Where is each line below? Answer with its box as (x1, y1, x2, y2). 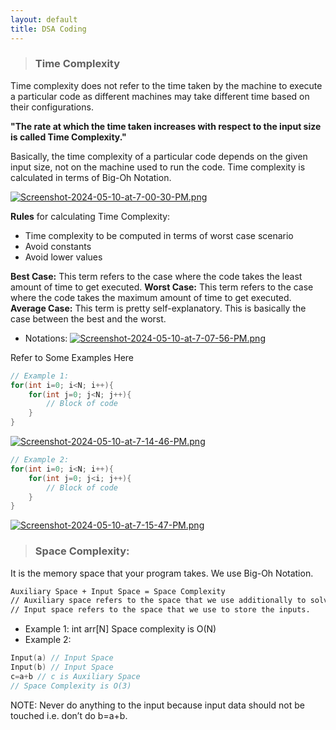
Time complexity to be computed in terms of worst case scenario (24, 229, 294, 241)
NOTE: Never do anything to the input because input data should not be (10, 699, 305, 711)
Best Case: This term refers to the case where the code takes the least (10, 270, 303, 282)
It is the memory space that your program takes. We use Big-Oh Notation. (10, 567, 314, 579)
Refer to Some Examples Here (10, 351, 135, 363)
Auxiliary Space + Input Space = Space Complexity (10, 586, 226, 596)
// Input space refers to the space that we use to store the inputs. (10, 605, 311, 615)
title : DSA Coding (10, 24, 87, 34)
